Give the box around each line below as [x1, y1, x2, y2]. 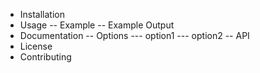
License [19, 40, 53, 52]
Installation [19, 9, 66, 20]
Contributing [19, 51, 72, 63]
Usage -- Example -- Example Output [19, 19, 175, 31]
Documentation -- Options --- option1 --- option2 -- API [19, 30, 250, 41]
